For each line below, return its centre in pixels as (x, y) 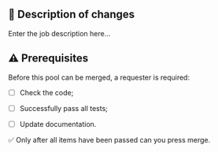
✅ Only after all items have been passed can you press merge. (109, 139)
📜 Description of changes (72, 15)
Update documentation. (58, 124)
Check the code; (46, 92)
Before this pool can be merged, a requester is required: (99, 77)
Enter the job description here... (59, 33)
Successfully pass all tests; (64, 108)
